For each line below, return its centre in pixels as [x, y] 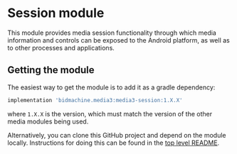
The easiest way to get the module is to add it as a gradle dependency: [111, 87]
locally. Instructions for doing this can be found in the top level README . [114, 143]
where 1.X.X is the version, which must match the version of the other [110, 114]
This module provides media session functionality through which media [112, 33]
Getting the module [51, 70]
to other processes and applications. [61, 48]
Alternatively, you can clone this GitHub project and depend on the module [117, 135]
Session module [56, 13]
